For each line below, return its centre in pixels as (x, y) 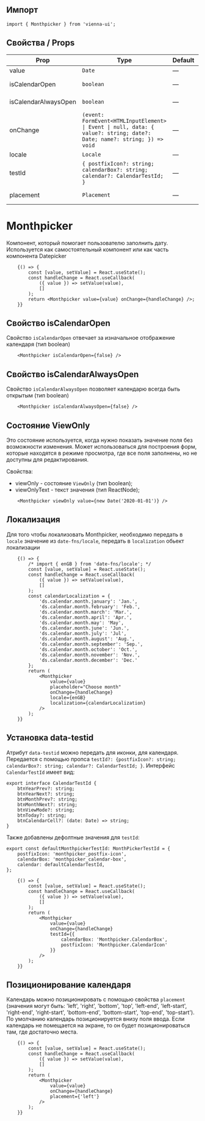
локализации (23, 547)
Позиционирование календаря (69, 985)
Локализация (33, 520)
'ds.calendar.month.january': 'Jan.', (88, 601)
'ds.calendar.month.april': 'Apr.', (85, 617)
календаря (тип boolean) (38, 344)
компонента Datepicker (37, 255)
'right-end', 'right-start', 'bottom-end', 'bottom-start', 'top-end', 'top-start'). (101, 1013)
